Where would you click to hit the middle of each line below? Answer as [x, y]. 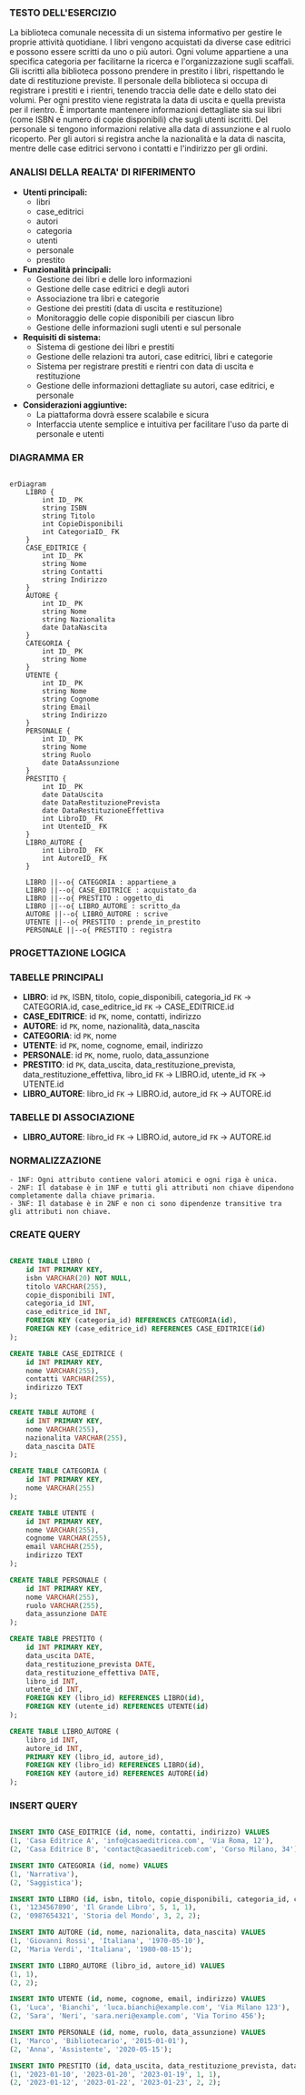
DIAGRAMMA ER [47, 457]
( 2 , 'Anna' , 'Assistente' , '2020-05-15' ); [91, 2049]
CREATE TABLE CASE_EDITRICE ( [67, 1353]
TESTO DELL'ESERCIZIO [63, 13]
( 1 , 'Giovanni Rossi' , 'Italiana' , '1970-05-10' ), [107, 1941]
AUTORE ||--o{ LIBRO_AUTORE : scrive [97, 914]
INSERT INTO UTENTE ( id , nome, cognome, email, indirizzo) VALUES [138, 1999]
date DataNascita [74, 627]
